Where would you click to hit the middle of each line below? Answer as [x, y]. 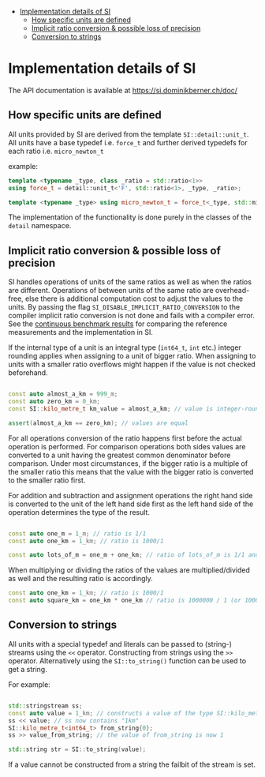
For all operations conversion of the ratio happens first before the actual [125, 438]
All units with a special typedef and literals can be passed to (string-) [120, 644]
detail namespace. [40, 226]
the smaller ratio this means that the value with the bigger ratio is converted [131, 471]
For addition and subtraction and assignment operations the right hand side [131, 495]
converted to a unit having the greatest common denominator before [119, 455]
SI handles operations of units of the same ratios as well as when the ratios [130, 282]
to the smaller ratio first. [47, 480]
